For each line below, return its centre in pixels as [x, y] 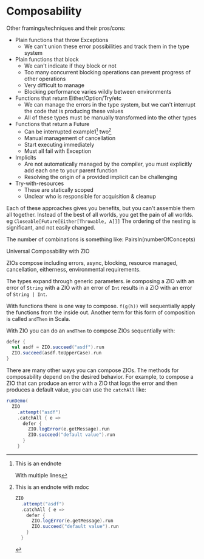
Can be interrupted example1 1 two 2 [68, 131]
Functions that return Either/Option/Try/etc [68, 98]
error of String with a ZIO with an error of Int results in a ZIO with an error [99, 287]
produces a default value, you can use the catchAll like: [76, 390]
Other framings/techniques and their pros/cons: [66, 28]
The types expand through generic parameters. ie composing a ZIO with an [100, 281]
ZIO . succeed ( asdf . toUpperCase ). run [57, 353]
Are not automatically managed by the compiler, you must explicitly [108, 164]
